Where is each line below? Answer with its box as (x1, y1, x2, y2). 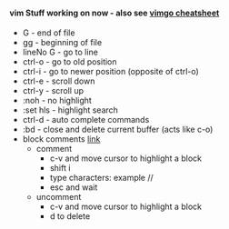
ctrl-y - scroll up (22, 85, 85, 96)
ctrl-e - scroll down (22, 75, 95, 86)
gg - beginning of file (22, 37, 103, 48)
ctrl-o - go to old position (22, 56, 117, 67)
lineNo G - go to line (22, 46, 98, 58)
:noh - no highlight (22, 95, 93, 106)
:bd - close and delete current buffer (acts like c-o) (22, 124, 214, 135)
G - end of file (22, 27, 75, 38)
